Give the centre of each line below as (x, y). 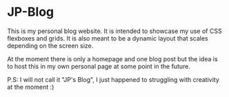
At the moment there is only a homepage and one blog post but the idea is (113, 58)
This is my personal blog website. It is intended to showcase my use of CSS (114, 31)
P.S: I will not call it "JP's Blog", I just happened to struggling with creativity (113, 79)
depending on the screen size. (50, 45)
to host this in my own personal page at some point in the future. (99, 66)
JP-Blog (30, 12)
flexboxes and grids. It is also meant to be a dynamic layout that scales (108, 38)
